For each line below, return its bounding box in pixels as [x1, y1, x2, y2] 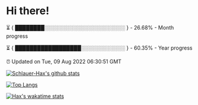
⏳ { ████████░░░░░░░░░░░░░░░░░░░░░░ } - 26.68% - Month [6, 24, 174, 31]
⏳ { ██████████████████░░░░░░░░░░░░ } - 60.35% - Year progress [6, 44, 193, 51]
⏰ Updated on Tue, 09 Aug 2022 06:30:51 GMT [6, 58, 122, 65]
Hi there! [6, 4, 50, 18]
